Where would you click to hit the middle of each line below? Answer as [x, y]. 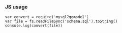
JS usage [16, 7]
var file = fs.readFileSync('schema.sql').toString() [61, 21]
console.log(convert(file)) [34, 26]
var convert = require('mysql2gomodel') [47, 17]
